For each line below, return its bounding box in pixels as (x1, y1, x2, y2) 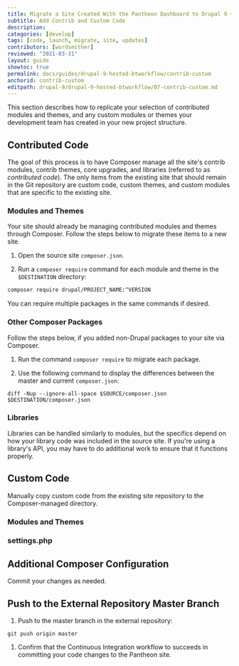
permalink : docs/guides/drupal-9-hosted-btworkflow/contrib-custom (7, 70, 212, 77)
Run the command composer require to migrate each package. (17, 355, 201, 363)
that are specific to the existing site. (7, 188, 112, 197)
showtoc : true (7, 64, 50, 71)
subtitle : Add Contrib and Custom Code (7, 17, 126, 24)
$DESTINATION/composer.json (7, 396, 91, 403)
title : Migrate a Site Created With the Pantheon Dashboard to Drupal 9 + (7, 10, 234, 18)
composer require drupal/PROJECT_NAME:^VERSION (7, 286, 152, 293)
